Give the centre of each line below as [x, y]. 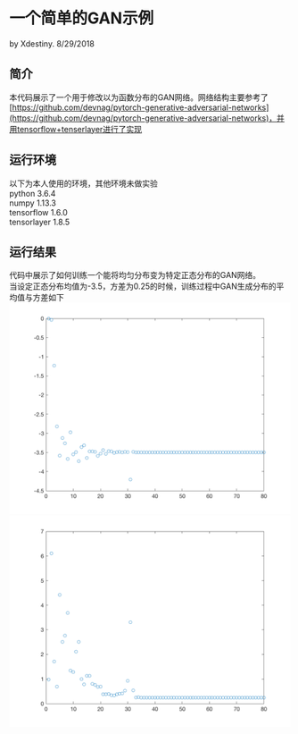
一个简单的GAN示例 [82, 18]
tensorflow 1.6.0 [39, 212]
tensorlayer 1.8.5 [40, 222]
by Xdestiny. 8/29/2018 [52, 43]
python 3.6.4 [33, 193]
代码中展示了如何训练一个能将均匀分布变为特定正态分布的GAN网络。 [135, 275]
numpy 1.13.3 [33, 203]
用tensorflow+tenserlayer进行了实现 [76, 129]
